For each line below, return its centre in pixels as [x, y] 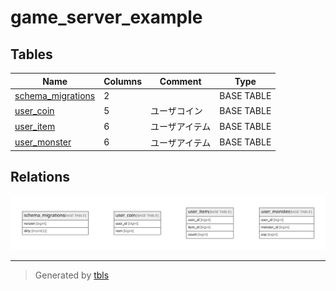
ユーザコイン [176, 110]
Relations [40, 177]
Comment [180, 81]
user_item [35, 126]
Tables [31, 54]
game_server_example [106, 17]
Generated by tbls [72, 275]
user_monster [43, 142]
